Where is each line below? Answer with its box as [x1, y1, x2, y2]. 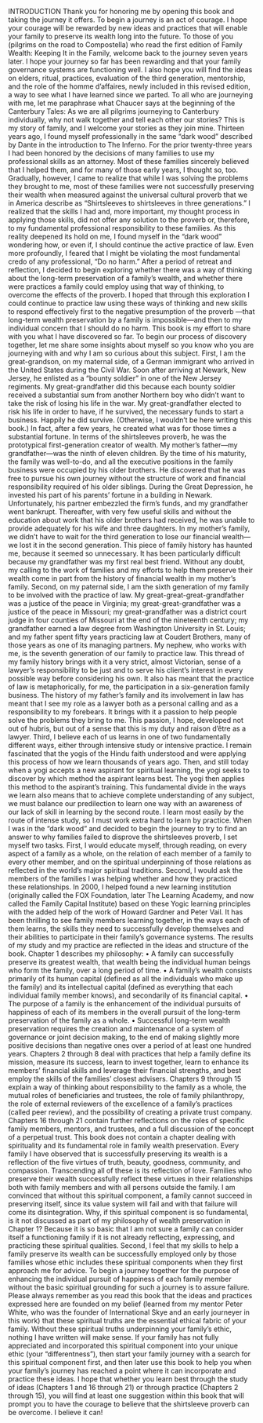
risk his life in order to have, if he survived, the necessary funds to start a [8, 407, 244, 416]
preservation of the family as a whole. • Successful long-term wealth [8, 1016, 231, 1025]
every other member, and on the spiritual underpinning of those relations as [8, 857, 252, 867]
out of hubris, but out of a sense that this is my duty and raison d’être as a [8, 724, 247, 733]
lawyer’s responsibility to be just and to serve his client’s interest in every [8, 666, 243, 674]
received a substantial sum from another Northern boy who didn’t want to [8, 390, 245, 400]
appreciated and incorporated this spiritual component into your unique [8, 1341, 239, 1350]
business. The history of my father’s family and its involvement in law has [8, 691, 244, 699]
